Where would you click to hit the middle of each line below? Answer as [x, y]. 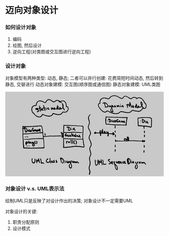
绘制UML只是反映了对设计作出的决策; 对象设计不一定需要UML [69, 201]
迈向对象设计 [32, 10]
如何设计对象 [21, 27]
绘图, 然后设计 [27, 45]
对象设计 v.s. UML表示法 [35, 189]
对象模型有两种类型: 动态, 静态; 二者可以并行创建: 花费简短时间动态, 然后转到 [84, 78]
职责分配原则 [26, 222]
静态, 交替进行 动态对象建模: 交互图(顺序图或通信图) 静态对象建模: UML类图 [83, 84]
